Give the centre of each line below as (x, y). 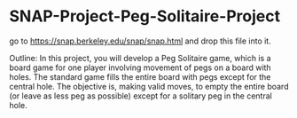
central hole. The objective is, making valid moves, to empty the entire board (149, 86)
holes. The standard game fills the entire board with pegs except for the (140, 76)
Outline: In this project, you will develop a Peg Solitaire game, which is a (140, 58)
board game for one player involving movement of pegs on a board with (141, 67)
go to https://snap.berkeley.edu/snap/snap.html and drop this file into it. (141, 41)
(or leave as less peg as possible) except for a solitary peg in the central (141, 96)
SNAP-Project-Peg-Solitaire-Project (145, 16)
